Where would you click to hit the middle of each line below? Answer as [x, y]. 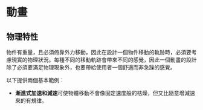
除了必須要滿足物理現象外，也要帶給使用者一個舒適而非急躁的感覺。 [91, 67]
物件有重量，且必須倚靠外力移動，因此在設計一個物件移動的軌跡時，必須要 [99, 52]
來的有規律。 [31, 101]
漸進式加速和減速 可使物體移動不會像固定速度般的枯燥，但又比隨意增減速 [105, 93]
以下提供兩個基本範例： [35, 80]
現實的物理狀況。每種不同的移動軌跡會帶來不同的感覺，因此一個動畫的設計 [104, 60]
